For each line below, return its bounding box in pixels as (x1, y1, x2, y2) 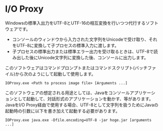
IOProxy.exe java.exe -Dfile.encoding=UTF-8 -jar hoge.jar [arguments (5, 117, 152, 122)
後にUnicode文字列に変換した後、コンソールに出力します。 (29, 54, 149, 60)
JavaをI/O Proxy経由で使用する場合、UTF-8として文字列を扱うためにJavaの (5, 102, 159, 108)
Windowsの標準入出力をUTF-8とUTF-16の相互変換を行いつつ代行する (5, 20, 146, 26)
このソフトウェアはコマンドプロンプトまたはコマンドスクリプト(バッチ (5, 65, 148, 71)
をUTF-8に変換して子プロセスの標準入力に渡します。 (12, 42, 119, 48)
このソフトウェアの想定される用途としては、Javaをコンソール (5, 90, 130, 96)
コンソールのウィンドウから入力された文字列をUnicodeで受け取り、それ (12, 36, 158, 42)
